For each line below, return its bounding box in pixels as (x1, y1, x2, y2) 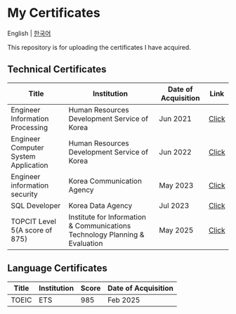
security (11, 189, 38, 199)
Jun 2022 (159, 147, 192, 157)
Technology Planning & (68, 230, 145, 240)
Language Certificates (7, 262, 107, 275)
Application (11, 160, 48, 170)
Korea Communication (68, 176, 143, 185)
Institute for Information (68, 212, 146, 222)
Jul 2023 (159, 200, 190, 210)
